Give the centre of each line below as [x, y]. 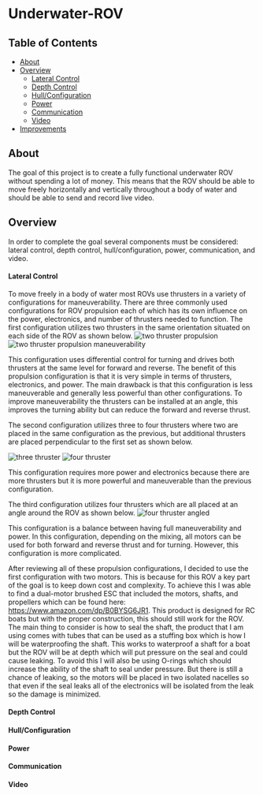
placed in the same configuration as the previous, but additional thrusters [127, 433]
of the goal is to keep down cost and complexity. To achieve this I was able [130, 585]
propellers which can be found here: [67, 602]
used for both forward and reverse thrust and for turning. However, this [123, 544]
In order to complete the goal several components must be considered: [123, 241]
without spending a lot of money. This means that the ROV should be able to [131, 181]
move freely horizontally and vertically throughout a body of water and [123, 189]
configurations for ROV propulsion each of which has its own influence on [128, 310]
